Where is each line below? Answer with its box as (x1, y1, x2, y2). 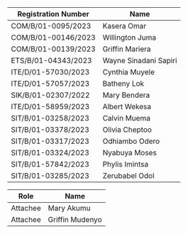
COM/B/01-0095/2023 (11, 21, 92, 30)
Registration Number (17, 9, 90, 18)
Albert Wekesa (102, 102, 151, 111)
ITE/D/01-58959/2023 (11, 102, 90, 111)
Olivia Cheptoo (102, 125, 153, 134)
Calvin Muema (102, 113, 151, 123)
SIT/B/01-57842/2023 (11, 160, 90, 169)
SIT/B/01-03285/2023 (11, 171, 90, 180)
